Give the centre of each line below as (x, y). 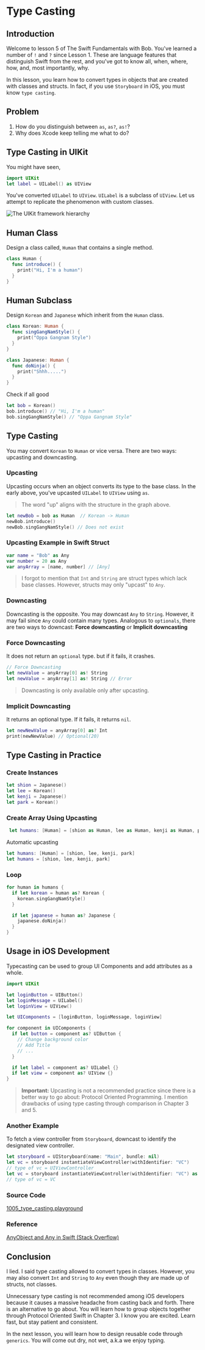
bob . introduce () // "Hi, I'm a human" (56, 411)
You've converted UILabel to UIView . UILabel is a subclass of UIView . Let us (101, 195)
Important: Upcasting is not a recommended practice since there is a (108, 1091)
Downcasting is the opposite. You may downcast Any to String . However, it (100, 614)
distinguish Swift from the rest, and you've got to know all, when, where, (97, 61)
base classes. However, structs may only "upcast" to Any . (93, 585)
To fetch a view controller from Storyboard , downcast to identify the (91, 1139)
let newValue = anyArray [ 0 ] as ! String (57, 673)
